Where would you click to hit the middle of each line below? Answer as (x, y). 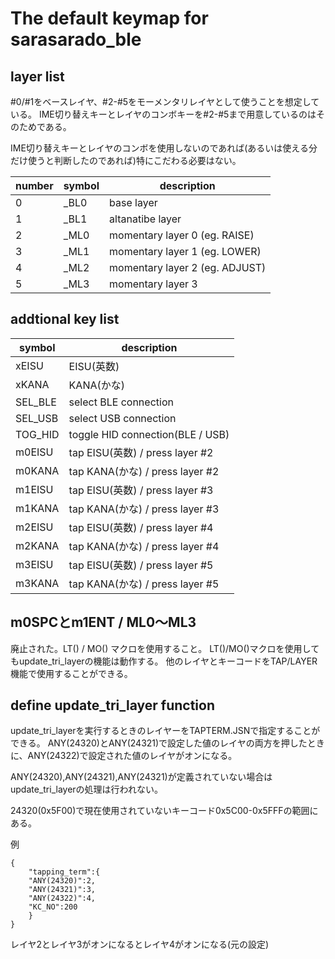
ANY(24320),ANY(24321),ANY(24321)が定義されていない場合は (141, 777)
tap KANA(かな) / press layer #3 (144, 509)
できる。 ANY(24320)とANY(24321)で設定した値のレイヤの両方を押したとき (167, 743)
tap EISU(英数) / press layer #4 (141, 527)
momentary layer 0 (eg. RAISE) (182, 235)
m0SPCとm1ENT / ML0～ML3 (103, 622)
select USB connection (122, 418)
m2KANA (37, 545)
